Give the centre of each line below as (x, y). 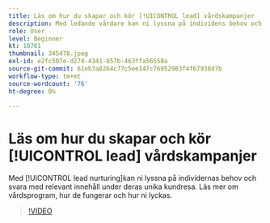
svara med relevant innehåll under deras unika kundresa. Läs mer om (123, 187)
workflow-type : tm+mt (45, 76)
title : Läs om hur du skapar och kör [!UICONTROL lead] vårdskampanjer (131, 16)
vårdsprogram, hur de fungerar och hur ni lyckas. (90, 195)
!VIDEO (40, 211)
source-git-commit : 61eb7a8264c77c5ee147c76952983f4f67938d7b (115, 69)
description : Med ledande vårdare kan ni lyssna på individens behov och (135, 24)
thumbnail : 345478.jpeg (49, 54)
